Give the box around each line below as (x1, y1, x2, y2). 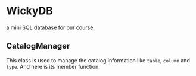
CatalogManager (6, 41, 70, 51)
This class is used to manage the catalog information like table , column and (6, 56, 191, 64)
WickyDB (6, 4, 54, 18)
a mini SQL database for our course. (6, 24, 95, 31)
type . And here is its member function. (6, 63, 100, 70)
